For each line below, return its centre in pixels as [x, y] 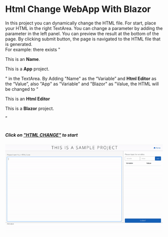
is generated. [19, 44]
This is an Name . [22, 59]
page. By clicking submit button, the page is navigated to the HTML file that [83, 39]
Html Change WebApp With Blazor [78, 9]
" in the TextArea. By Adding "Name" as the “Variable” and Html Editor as [81, 78]
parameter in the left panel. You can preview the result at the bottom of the [82, 33]
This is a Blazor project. [29, 108]
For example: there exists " [33, 49]
